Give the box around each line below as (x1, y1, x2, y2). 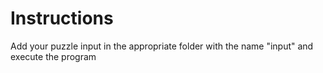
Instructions (10, 7, 114, 30)
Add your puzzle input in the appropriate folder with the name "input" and (10, 40, 314, 52)
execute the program (10, 50, 97, 62)
